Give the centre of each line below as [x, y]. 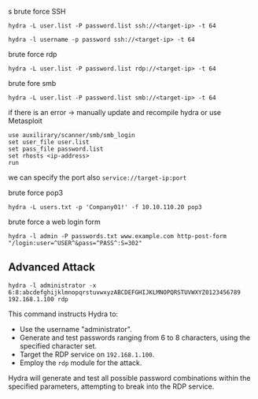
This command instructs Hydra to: [63, 314]
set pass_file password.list [56, 149]
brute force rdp [33, 54]
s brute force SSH [37, 11]
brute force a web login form [54, 222]
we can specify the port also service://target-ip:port [98, 177]
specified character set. [58, 345]
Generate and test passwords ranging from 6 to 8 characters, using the [135, 337]
